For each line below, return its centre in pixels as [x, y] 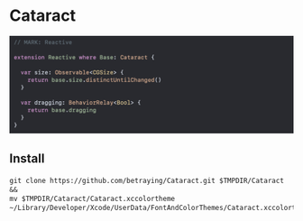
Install [27, 159]
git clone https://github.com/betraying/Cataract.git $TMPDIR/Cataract [147, 180]
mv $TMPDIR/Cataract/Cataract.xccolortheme [92, 198]
